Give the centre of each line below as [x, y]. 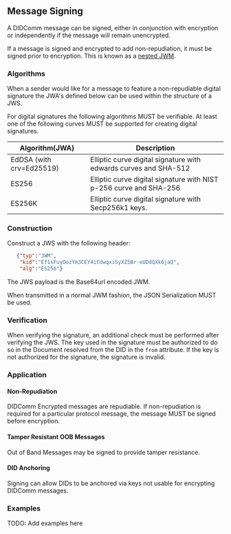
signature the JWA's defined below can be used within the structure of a [109, 96]
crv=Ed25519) [35, 168]
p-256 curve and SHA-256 [135, 188]
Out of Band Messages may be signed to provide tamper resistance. [104, 452]
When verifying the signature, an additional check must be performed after [113, 335]
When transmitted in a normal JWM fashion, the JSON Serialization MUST [112, 296]
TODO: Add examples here [45, 523]
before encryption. [34, 421]
